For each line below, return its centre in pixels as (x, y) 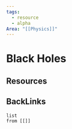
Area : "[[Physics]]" (32, 29)
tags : (13, 12)
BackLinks (26, 101)
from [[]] (19, 121)
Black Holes (36, 59)
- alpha (21, 23)
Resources (27, 81)
